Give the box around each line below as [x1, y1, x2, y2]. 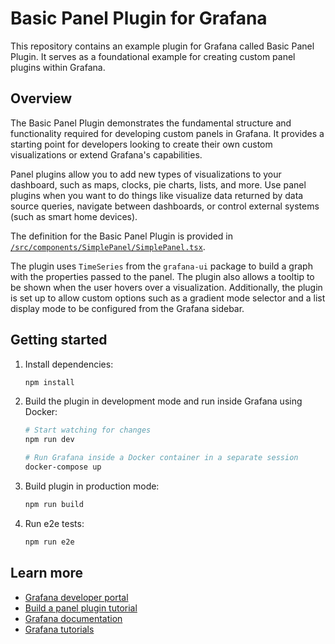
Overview [10, 90, 73, 107]
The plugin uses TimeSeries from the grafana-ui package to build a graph [10, 260, 313, 272]
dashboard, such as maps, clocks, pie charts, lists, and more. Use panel [10, 178, 307, 191]
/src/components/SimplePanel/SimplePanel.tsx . [10, 240, 206, 252]
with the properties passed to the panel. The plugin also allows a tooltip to [10, 270, 315, 282]
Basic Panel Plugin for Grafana [10, 7, 268, 30]
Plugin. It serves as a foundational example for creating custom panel [10, 50, 296, 62]
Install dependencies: [24, 358, 114, 370]
